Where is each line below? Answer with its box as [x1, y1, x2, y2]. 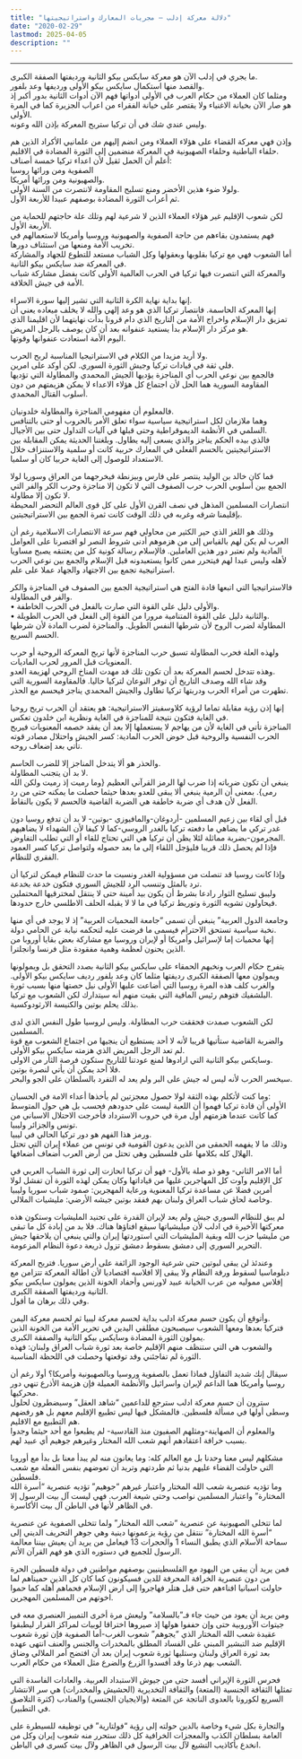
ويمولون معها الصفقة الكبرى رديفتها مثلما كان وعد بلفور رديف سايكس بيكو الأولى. [10, 971, 280, 981]
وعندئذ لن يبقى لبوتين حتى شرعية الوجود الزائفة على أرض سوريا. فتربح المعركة [10, 1258, 272, 1268]
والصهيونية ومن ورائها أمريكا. [10, 174, 106, 185]
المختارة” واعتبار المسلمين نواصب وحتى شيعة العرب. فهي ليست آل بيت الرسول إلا [10, 1491, 286, 1502]
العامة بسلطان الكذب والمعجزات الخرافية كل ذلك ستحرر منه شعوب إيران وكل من [10, 1730, 282, 1741]
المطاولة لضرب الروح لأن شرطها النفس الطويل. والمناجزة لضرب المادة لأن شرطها [10, 620, 286, 631]
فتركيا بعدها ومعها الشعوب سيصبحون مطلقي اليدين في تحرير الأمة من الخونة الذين [10, 1322, 284, 1333]
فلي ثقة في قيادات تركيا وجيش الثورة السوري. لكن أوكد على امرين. [10, 360, 234, 370]
